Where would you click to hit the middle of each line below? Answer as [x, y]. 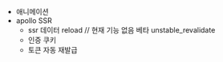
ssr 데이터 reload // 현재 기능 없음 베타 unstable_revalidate [122, 30]
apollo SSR [34, 21]
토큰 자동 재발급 [53, 50]
